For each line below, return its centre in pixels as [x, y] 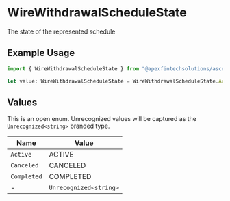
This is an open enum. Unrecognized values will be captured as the [102, 119]
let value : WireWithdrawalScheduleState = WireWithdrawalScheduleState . [113, 81]
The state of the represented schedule [61, 31]
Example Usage [41, 53]
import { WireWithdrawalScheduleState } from [73, 69]
